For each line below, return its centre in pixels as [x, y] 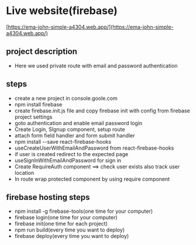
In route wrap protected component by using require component [92, 179]
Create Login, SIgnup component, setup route [70, 129]
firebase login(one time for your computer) [66, 218]
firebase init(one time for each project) [61, 224]
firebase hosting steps [48, 197]
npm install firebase [38, 104]
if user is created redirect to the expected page [71, 154]
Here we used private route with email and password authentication [96, 65]
